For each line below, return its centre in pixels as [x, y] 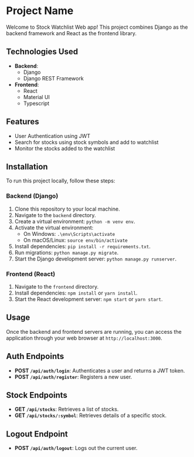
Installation [27, 166]
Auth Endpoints [35, 356]
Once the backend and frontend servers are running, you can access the [94, 331]
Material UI [36, 97]
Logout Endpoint [37, 434]
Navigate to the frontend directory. [56, 286]
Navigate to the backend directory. [55, 215]
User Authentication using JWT [52, 136]
